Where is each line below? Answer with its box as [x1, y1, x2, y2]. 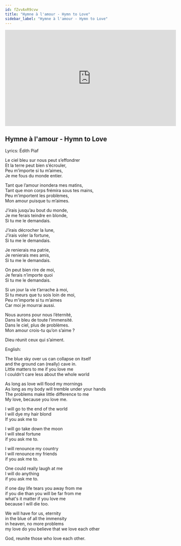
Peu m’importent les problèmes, [5, 193, 69, 198]
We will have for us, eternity [5, 510, 61, 516]
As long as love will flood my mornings [5, 381, 83, 387]
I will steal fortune [5, 431, 41, 437]
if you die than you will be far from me [5, 491, 81, 497]
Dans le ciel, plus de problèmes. [5, 322, 70, 328]
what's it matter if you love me [5, 496, 66, 502]
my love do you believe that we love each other [5, 526, 100, 532]
